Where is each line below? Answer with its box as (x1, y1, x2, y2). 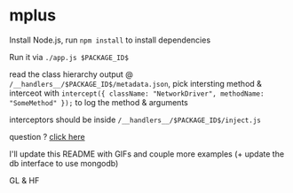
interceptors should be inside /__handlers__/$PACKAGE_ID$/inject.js (9, 114, 262, 125)
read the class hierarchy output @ (9, 68, 133, 80)
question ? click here (9, 131, 86, 142)
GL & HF (9, 174, 40, 186)
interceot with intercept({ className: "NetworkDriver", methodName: (9, 88, 265, 98)
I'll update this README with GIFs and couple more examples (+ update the (9, 148, 285, 159)
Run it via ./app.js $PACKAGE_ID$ (9, 51, 129, 62)
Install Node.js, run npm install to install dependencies (9, 35, 211, 45)
